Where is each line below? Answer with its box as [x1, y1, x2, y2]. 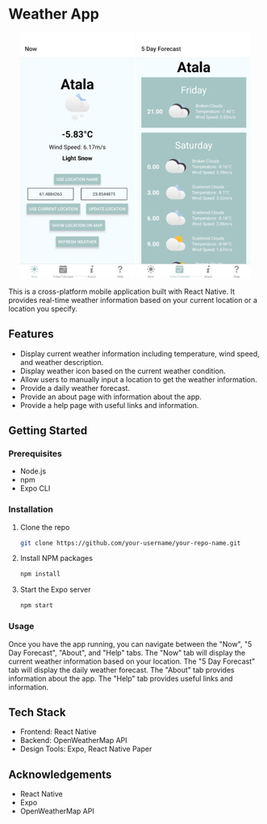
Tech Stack [8, 705, 66, 719]
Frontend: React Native [19, 727, 97, 737]
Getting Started [8, 424, 88, 438]
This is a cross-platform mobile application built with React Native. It [8, 287, 236, 296]
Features [8, 327, 54, 341]
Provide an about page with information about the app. [19, 392, 202, 401]
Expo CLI [19, 483, 51, 494]
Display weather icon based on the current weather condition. [19, 366, 226, 376]
